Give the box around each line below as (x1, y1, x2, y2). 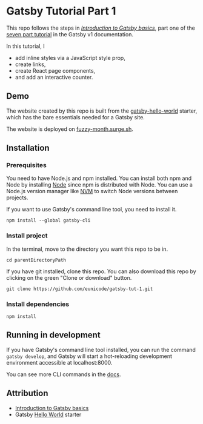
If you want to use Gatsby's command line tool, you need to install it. (6, 206, 177, 213)
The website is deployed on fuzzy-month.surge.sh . (6, 125, 133, 133)
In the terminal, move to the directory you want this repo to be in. (6, 245, 168, 253)
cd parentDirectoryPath (6, 257, 67, 263)
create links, (15, 61, 46, 68)
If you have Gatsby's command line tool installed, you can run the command (6, 346, 196, 353)
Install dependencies (6, 300, 70, 308)
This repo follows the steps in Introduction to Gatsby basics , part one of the (6, 24, 196, 31)
